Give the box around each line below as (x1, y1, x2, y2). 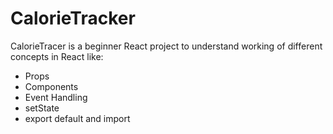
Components (24, 80, 79, 92)
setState (24, 102, 60, 114)
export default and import (24, 112, 131, 124)
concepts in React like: (10, 50, 104, 62)
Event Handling (24, 91, 88, 103)
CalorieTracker (10, 7, 136, 30)
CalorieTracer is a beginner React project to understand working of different (10, 40, 323, 52)
